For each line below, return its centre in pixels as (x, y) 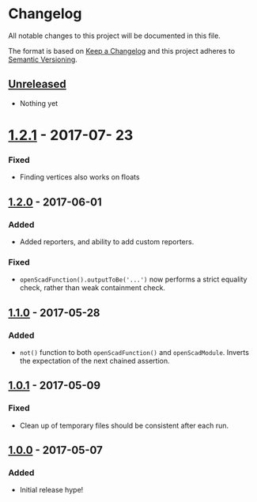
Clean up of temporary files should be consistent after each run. (124, 425)
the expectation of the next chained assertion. (94, 360)
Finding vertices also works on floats (79, 177)
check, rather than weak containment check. (93, 288)
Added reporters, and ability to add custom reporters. (107, 241)
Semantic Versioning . (43, 59)
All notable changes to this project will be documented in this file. (115, 36)
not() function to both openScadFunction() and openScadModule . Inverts (134, 352)
